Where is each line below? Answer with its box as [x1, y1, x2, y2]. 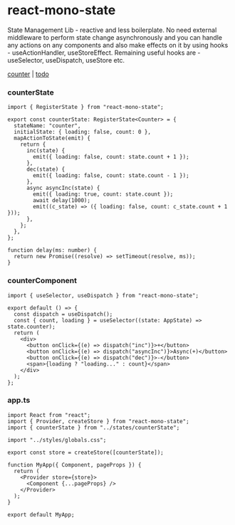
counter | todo [7, 70, 50, 78]
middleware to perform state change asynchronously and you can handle [7, 33, 223, 41]
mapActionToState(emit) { [14, 134, 91, 142]
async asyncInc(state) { [26, 184, 100, 192]
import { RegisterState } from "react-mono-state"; [7, 104, 164, 111]
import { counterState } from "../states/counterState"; [7, 424, 180, 431]
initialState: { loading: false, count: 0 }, [14, 129, 152, 136]
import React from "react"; [7, 411, 91, 418]
